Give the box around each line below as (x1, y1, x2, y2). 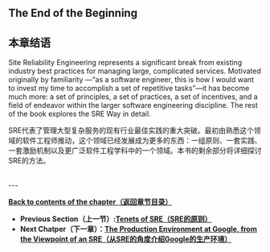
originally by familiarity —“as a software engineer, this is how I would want (8, 75, 255, 85)
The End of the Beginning (8, 6, 138, 20)
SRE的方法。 (8, 156, 51, 166)
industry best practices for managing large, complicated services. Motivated (8, 66, 261, 76)
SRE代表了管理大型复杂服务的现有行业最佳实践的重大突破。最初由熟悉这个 (8, 126, 255, 135)
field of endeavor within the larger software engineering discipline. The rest (8, 101, 259, 110)
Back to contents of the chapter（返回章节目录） (8, 197, 173, 207)
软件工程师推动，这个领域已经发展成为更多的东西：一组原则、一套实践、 (22, 136, 262, 146)
